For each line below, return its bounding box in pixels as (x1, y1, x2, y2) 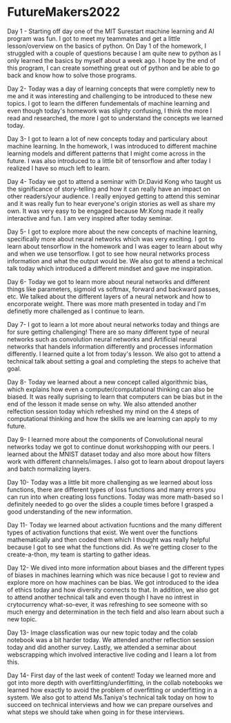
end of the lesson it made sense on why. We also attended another (7, 400, 197, 408)
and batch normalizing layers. (7, 464, 92, 473)
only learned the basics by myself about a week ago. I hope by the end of (7, 56, 216, 64)
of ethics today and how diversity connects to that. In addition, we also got (7, 585, 219, 594)
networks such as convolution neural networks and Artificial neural (7, 335, 197, 343)
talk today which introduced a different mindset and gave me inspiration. (7, 264, 213, 272)
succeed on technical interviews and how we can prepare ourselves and (7, 700, 213, 708)
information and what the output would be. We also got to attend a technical (7, 256, 223, 265)
